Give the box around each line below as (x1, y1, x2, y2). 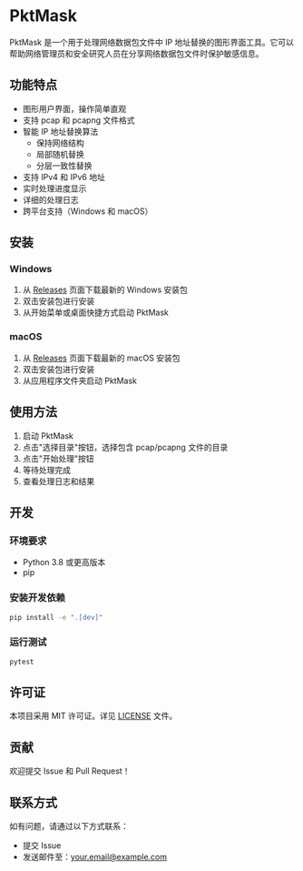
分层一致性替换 (35, 160, 93, 171)
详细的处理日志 (22, 194, 79, 205)
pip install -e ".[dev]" (9, 613, 103, 622)
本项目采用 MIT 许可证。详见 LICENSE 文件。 (9, 711, 178, 722)
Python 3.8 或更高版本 (22, 557, 106, 568)
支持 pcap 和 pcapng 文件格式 (22, 115, 135, 126)
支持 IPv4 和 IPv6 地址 (22, 171, 106, 182)
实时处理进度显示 (22, 183, 87, 194)
